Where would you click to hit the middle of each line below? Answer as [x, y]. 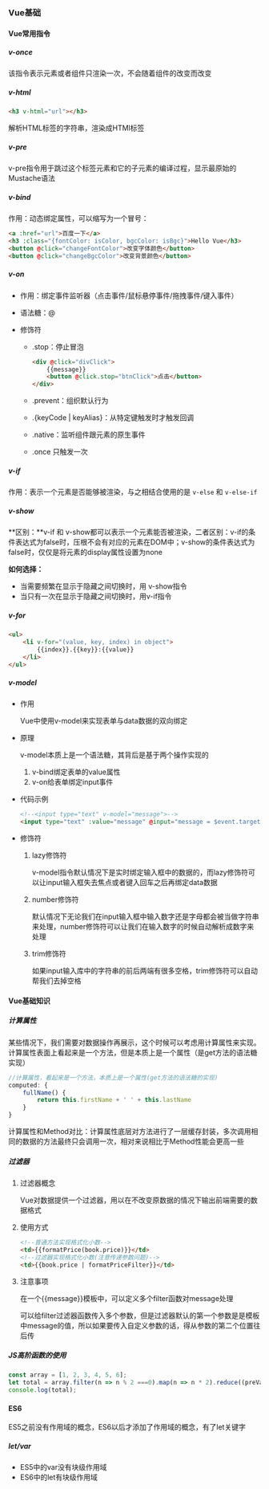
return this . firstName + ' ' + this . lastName [114, 1100]
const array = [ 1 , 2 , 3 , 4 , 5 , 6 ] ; [68, 1375]
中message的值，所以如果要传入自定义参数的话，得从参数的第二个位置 [137, 1325]
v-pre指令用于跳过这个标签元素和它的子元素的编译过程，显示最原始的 [122, 168]
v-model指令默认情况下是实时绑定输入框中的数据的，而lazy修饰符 [140, 872]
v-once [21, 52]
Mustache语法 [32, 178]
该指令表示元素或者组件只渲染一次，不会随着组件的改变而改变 [110, 73]
